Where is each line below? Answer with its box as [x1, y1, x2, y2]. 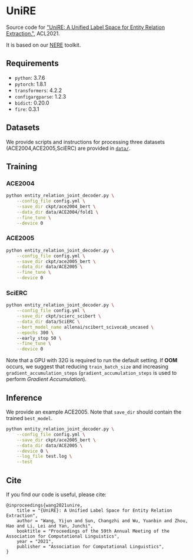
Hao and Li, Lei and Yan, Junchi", [6, 523, 94, 529]
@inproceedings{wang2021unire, [6, 502, 83, 508]
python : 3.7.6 [14, 74, 45, 81]
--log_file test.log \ [16, 453, 72, 460]
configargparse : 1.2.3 [14, 93, 66, 100]
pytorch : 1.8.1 [14, 80, 46, 87]
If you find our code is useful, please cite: [6, 491, 107, 498]
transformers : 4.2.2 [14, 87, 62, 94]
